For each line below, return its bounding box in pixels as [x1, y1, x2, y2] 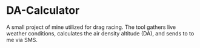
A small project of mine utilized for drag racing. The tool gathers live [6, 23, 176, 31]
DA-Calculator [6, 4, 80, 17]
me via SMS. [6, 36, 38, 43]
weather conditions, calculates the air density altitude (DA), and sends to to [6, 29, 195, 37]
